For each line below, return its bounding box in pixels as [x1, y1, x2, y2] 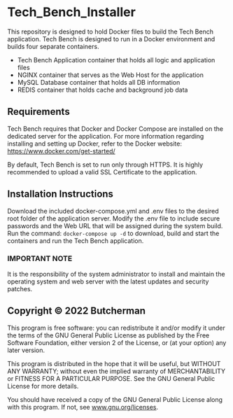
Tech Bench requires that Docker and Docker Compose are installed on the [7, 124, 224, 133]
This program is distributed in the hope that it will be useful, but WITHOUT [7, 359, 221, 368]
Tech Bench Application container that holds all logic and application [17, 55, 216, 64]
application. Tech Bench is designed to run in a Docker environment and [7, 34, 216, 43]
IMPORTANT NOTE [7, 253, 73, 263]
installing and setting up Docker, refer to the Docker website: [7, 139, 182, 148]
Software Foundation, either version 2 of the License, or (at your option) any [7, 338, 227, 347]
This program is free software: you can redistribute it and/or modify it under [7, 323, 225, 332]
